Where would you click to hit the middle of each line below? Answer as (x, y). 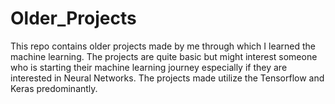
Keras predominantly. (54, 88)
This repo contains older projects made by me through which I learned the (163, 46)
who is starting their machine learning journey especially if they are (149, 67)
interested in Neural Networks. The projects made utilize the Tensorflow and (167, 78)
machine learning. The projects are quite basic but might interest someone (164, 56)
